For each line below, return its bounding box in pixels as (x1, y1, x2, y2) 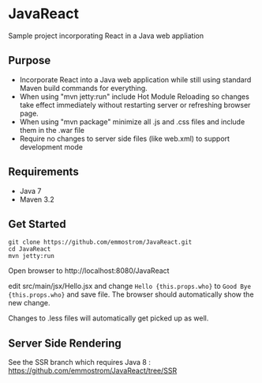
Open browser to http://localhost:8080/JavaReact (8, 266, 170, 275)
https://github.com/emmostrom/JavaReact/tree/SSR (8, 366, 178, 376)
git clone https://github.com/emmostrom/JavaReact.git (8, 238, 193, 246)
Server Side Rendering (8, 336, 122, 350)
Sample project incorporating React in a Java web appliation (8, 31, 204, 40)
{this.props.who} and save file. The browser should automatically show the (8, 290, 254, 299)
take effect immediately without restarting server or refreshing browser (19, 100, 251, 109)
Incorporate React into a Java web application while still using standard (19, 74, 252, 84)
